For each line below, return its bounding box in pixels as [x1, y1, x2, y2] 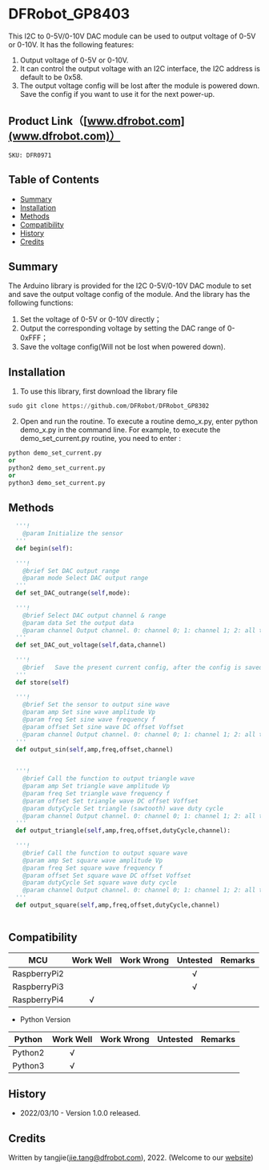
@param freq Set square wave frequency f [22, 863, 163, 872]
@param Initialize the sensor [22, 530, 124, 538]
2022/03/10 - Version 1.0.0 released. [19, 1108, 141, 1118]
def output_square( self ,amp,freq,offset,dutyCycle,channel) [15, 901, 220, 909]
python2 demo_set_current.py [8, 463, 106, 472]
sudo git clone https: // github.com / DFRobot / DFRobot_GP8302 [8, 402, 210, 411]
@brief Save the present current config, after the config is [22, 663, 242, 671]
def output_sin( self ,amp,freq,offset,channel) [15, 745, 174, 753]
